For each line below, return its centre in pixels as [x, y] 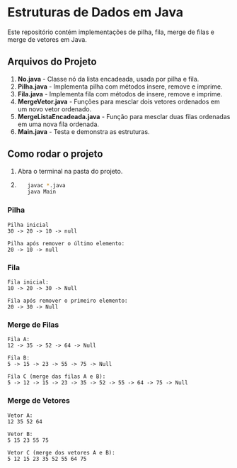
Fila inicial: [28, 282]
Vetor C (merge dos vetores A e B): [61, 452]
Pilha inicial [28, 225]
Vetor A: [20, 416]
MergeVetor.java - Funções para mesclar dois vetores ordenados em [119, 101]
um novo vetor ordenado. [54, 109]
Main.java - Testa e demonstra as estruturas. [83, 131]
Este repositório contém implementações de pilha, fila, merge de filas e [111, 32]
